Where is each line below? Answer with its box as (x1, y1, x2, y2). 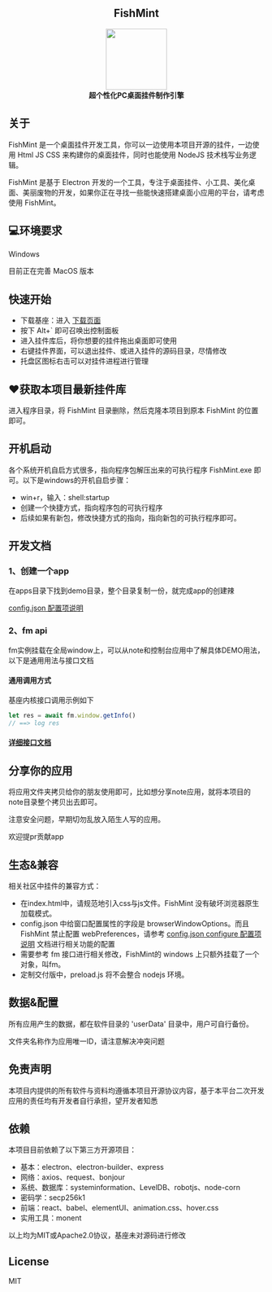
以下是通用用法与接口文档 (8, 655, 94, 665)
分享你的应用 (8, 763, 73, 777)
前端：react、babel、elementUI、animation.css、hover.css (19, 1203, 219, 1213)
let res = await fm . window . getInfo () (8, 712, 136, 720)
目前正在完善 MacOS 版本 (8, 266, 95, 276)
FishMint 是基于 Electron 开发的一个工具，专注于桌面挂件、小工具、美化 (8, 177, 249, 187)
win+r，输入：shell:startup (19, 492, 110, 502)
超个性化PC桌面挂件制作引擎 (89, 90, 184, 100)
